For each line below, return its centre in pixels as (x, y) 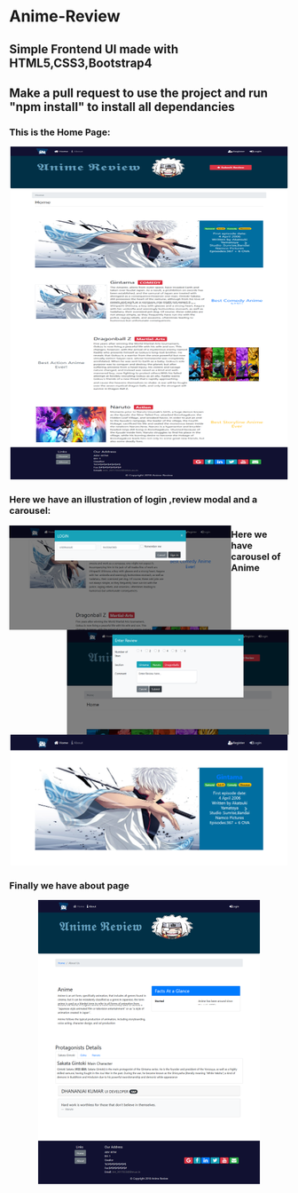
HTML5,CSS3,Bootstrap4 (81, 63)
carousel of (256, 557)
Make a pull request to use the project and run (139, 93)
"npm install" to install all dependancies (122, 107)
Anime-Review (65, 16)
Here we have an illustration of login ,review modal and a (133, 500)
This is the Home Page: (60, 132)
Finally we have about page (70, 885)
